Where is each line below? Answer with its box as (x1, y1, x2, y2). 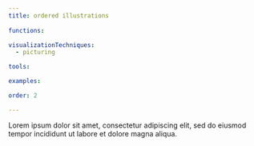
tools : (8, 63, 30, 71)
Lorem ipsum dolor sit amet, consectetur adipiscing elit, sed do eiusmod (8, 120, 247, 130)
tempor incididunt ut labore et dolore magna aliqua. (8, 128, 178, 138)
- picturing (15, 49, 56, 57)
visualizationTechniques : (8, 41, 95, 49)
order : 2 (8, 92, 38, 100)
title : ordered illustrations (8, 11, 110, 20)
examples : (8, 77, 42, 85)
